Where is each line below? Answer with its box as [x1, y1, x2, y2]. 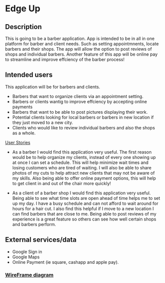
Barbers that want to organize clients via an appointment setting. [12, 93, 144, 99]
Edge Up [5, 3, 40, 14]
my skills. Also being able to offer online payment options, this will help [12, 175, 156, 181]
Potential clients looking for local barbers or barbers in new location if [12, 114, 154, 120]
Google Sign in [12, 249, 42, 254]
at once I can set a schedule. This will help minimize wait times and [12, 159, 149, 165]
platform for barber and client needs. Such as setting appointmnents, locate [5, 41, 159, 47]
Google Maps [12, 254, 40, 260]
